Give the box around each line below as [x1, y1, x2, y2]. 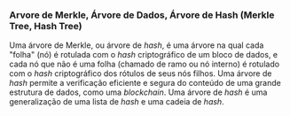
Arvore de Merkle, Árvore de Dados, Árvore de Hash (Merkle [9, 9, 275, 21]
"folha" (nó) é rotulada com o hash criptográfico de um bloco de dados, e [9, 50, 278, 60]
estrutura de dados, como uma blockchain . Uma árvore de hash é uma [9, 87, 268, 97]
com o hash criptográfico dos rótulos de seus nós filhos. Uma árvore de [9, 68, 272, 79]
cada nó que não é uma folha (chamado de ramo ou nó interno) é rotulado [9, 58, 280, 70]
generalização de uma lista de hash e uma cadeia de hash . [9, 97, 224, 107]
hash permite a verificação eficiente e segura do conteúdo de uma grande [9, 78, 281, 89]
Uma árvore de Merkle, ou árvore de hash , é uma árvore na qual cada [9, 40, 264, 50]
